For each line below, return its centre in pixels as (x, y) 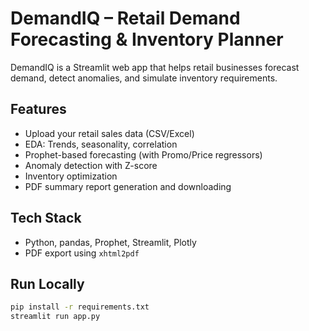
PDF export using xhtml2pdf (82, 253)
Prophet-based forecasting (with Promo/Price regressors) (143, 154)
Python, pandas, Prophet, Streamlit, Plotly (110, 242)
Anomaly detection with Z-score (91, 165)
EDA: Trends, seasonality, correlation (101, 144)
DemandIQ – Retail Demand (125, 18)
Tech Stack (46, 218)
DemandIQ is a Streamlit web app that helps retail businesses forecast (155, 67)
